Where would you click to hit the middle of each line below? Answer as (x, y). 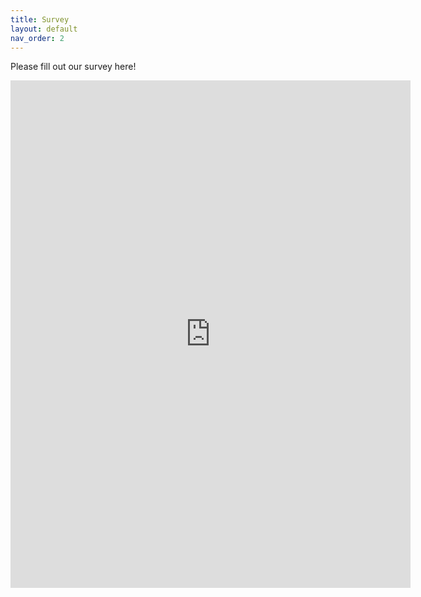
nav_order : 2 (37, 38)
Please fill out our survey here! (73, 67)
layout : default (44, 29)
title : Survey (40, 19)
